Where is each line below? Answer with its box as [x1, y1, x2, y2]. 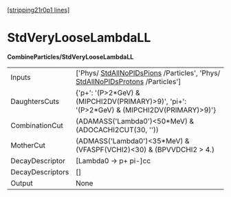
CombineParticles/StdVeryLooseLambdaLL [7, 52, 134, 61]
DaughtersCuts [10, 96, 60, 106]
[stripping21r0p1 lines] [7, 6, 70, 14]
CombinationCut [10, 121, 63, 130]
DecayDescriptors [10, 167, 69, 176]
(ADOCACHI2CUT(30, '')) [75, 125, 159, 134]
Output [10, 178, 33, 188]
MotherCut [10, 141, 46, 150]
